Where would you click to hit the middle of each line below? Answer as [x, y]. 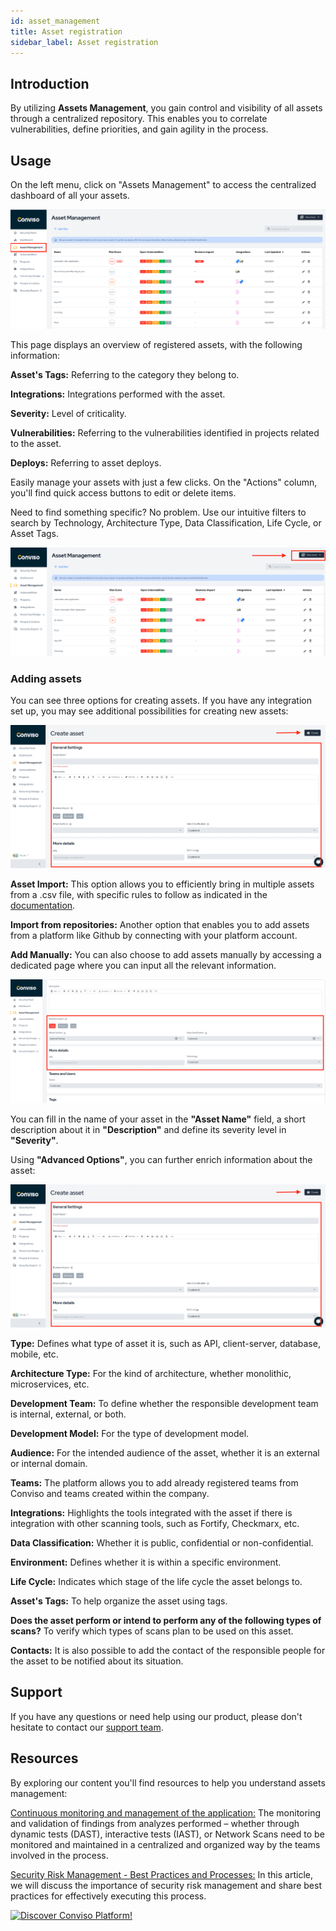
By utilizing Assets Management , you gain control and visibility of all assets [166, 108]
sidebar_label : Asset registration [84, 42]
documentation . [43, 905]
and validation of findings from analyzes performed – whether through [155, 1823]
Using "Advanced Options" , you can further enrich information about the [161, 1160]
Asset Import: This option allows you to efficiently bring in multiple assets [162, 884]
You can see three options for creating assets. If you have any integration [161, 700]
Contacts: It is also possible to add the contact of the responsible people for [168, 1651]
